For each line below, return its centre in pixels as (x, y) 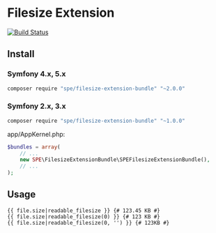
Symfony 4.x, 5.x (37, 74)
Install (21, 54)
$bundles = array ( (34, 147)
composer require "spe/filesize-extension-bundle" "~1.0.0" (97, 121)
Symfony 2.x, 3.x (37, 106)
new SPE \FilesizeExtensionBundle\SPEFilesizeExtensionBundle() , (115, 160)
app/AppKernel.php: (36, 134)
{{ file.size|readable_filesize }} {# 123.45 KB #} (84, 211)
